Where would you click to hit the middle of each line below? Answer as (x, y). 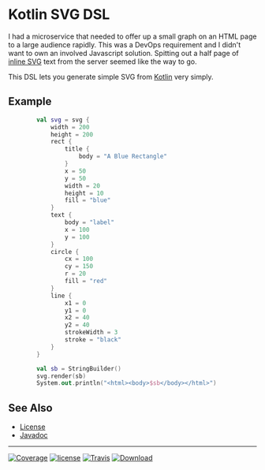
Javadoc (34, 435)
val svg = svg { (63, 120)
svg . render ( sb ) (62, 376)
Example (30, 101)
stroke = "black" (93, 340)
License (32, 427)
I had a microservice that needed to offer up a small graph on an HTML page (132, 36)
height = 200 (71, 134)
